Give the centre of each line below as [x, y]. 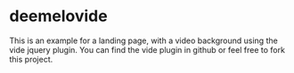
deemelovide [59, 16]
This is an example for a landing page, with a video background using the [143, 40]
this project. [31, 59]
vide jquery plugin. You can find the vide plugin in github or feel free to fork [147, 49]
